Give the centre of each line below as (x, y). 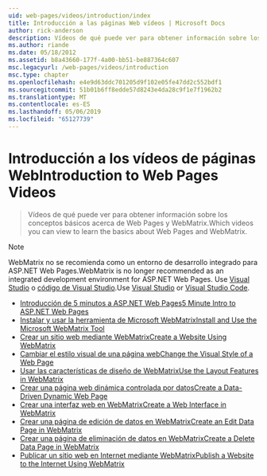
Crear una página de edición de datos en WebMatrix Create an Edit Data (137, 421)
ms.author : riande (39, 45)
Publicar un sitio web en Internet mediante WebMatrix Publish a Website (137, 455)
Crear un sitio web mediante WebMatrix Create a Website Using (123, 337)
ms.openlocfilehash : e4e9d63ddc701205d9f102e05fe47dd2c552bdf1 (115, 82)
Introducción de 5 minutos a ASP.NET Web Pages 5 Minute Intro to (128, 302)
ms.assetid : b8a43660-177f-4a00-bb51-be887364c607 (94, 60)
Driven (31, 396)
